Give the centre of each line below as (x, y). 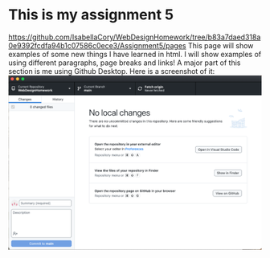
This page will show (221, 45)
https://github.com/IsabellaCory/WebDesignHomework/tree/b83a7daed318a (135, 37)
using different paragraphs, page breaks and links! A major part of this (125, 63)
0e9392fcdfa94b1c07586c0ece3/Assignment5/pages (97, 45)
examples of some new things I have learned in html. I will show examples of (135, 54)
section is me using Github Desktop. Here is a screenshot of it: (112, 71)
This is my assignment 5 (91, 15)
